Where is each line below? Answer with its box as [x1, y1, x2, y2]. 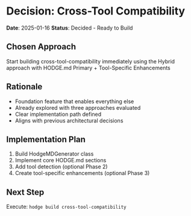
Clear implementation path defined [14, 110, 102, 118]
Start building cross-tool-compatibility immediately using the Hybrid [6, 57, 175, 65]
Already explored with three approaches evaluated [14, 104, 141, 111]
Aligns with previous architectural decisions [14, 116, 124, 124]
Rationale [6, 81, 43, 92]
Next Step [6, 187, 45, 197]
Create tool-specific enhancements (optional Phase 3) [14, 170, 150, 177]
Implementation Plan [6, 134, 86, 144]
